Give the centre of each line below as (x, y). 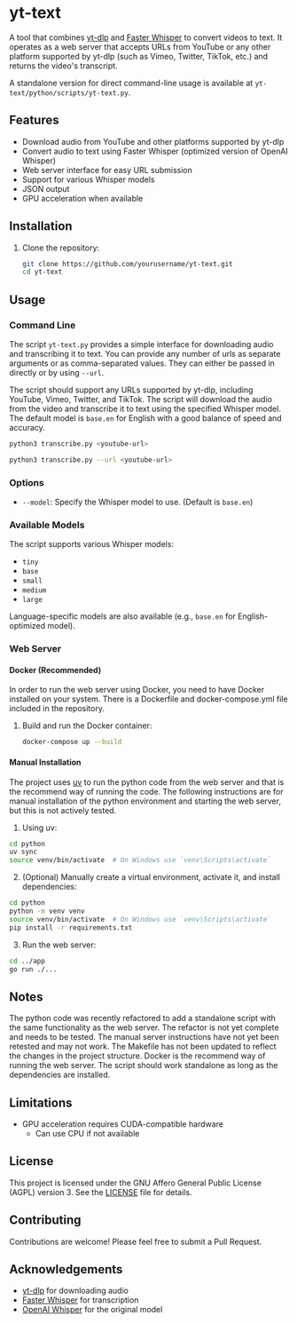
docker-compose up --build (72, 742)
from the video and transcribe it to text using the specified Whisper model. (145, 408)
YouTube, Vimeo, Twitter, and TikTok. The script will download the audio (141, 399)
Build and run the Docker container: (87, 725)
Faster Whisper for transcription (80, 1300)
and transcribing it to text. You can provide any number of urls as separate (145, 354)
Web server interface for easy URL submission (107, 170)
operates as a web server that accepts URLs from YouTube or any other (140, 46)
